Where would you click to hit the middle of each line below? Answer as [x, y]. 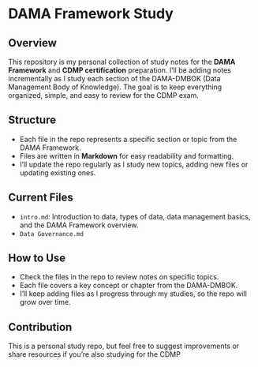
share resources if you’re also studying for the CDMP [95, 354]
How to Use [37, 258]
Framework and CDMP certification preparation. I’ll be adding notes [120, 70]
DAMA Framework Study [91, 14]
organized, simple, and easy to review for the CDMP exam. [104, 95]
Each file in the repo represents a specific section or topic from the [128, 139]
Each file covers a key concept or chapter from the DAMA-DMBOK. [129, 286]
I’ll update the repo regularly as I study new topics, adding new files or [134, 164]
